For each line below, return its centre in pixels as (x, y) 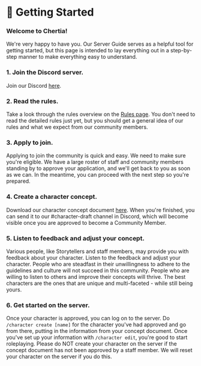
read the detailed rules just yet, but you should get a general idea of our (95, 121)
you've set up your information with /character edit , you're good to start (97, 337)
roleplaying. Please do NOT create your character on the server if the (91, 344)
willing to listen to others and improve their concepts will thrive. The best (96, 276)
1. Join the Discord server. (45, 73)
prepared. (19, 181)
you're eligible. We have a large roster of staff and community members (95, 162)
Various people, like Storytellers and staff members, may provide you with (97, 251)
